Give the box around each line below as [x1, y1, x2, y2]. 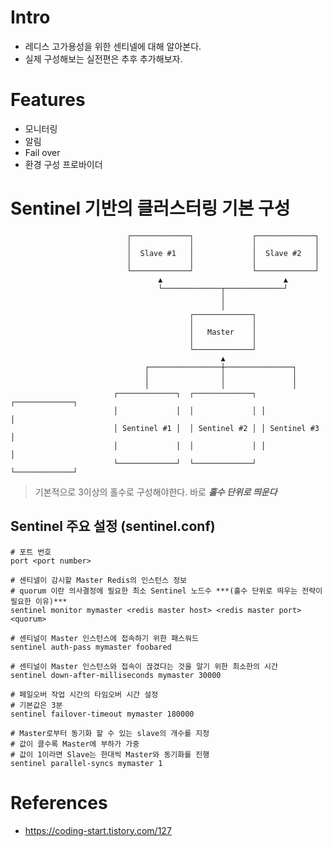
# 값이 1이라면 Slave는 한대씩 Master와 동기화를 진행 [10, 749, 210, 760]
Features [10, 89, 86, 111]
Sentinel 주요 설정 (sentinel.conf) [10, 518, 216, 535]
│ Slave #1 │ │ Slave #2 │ [126, 248, 320, 258]
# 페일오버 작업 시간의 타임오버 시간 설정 [10, 689, 159, 700]
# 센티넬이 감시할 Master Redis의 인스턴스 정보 [10, 575, 188, 585]
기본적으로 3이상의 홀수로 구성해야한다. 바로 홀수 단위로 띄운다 [34, 486, 278, 498]
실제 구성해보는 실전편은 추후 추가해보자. [24, 52, 183, 65]
